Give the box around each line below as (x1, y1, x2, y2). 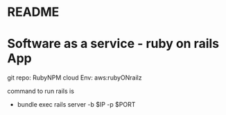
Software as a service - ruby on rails (7, 36, 220, 52)
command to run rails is (7, 87, 75, 96)
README (7, 4, 60, 20)
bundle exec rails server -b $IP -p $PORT (17, 100, 136, 109)
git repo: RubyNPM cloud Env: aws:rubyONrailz (7, 73, 142, 82)
